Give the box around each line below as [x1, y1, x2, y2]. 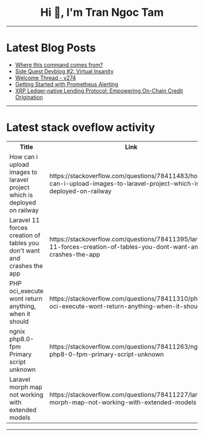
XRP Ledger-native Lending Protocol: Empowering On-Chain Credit [15, 87, 183, 94]
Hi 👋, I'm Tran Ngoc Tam [40, 5, 164, 20]
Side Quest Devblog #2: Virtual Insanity [15, 67, 114, 75]
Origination [15, 93, 44, 101]
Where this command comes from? [15, 61, 103, 68]
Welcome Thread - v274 [15, 74, 76, 81]
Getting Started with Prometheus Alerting [15, 80, 118, 88]
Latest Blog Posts [6, 41, 96, 55]
